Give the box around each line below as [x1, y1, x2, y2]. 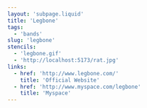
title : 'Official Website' [20, 76, 100, 84]
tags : [7, 23, 23, 31]
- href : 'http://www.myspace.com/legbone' [13, 83, 141, 90]
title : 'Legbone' [7, 17, 59, 24]
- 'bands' [13, 30, 43, 38]
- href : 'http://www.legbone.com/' [13, 70, 119, 77]
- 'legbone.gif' [13, 50, 62, 58]
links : [7, 63, 27, 70]
